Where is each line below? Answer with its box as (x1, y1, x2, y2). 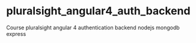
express (6, 30, 26, 37)
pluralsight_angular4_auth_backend (6, 4, 191, 18)
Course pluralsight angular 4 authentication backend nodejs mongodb (6, 24, 180, 31)
